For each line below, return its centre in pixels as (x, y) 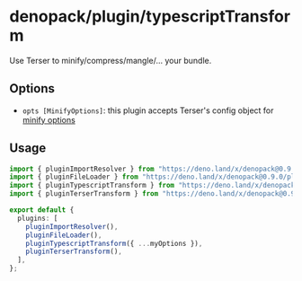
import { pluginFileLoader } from (74, 177)
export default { (42, 210)
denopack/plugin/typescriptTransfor (150, 17)
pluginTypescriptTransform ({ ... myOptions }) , (114, 243)
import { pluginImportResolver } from (82, 169)
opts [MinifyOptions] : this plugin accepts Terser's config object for (148, 110)
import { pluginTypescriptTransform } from (92, 186)
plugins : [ (38, 218)
